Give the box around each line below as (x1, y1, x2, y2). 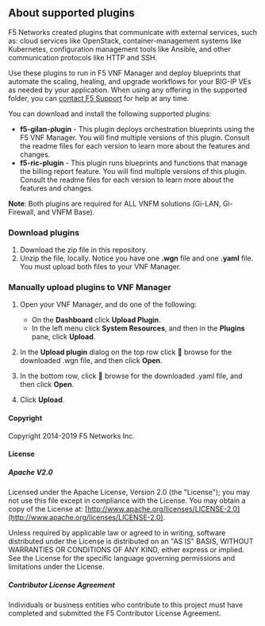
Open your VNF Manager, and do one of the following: (19, 299, 197, 309)
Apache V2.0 (8, 467, 53, 477)
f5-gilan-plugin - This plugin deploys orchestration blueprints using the (19, 124, 255, 133)
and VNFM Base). (36, 207, 95, 217)
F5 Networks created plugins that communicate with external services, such (8, 27, 258, 37)
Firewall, (8, 207, 36, 217)
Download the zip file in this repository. (19, 245, 148, 255)
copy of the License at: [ (8, 504, 88, 514)
